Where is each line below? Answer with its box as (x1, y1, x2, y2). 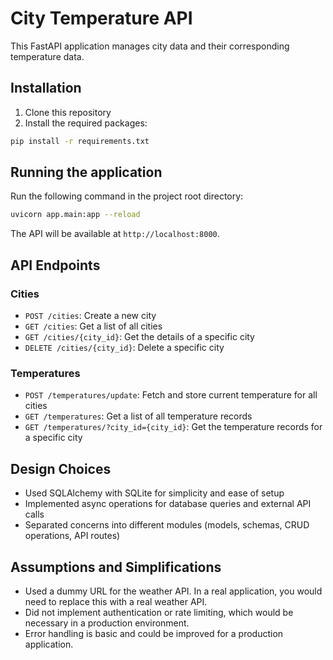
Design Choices (10, 460, 112, 477)
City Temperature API (10, 7, 193, 30)
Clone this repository (24, 106, 112, 118)
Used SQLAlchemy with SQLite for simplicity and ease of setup (24, 487, 285, 499)
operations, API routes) (24, 530, 121, 542)
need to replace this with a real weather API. (24, 595, 208, 607)
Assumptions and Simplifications (10, 558, 222, 576)
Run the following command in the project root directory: (10, 190, 244, 202)
